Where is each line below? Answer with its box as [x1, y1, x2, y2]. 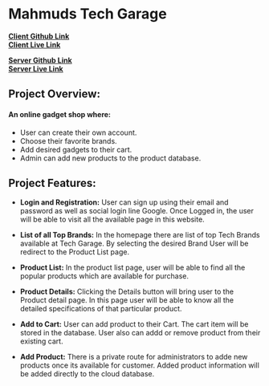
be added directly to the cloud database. [19, 369, 155, 379]
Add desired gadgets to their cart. [19, 144, 132, 154]
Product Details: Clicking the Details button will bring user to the [19, 286, 234, 297]
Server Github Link [8, 55, 72, 65]
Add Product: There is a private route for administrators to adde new [19, 352, 248, 362]
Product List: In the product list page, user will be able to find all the [19, 262, 246, 273]
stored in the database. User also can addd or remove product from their [19, 328, 261, 338]
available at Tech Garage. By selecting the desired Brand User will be [19, 238, 249, 249]
